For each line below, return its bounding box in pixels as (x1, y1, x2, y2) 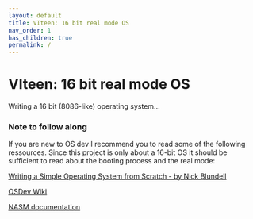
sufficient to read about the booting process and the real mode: (8, 156, 216, 166)
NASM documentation (8, 202, 81, 212)
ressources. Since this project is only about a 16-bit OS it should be (8, 148, 228, 157)
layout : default (8, 11, 62, 20)
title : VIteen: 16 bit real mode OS (8, 19, 129, 27)
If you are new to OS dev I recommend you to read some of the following (8, 140, 246, 149)
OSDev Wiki (8, 187, 48, 197)
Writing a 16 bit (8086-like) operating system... (8, 102, 160, 111)
